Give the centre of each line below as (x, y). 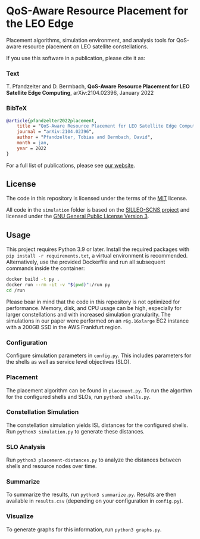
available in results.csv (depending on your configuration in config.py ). (95, 501)
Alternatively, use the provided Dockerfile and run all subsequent (86, 262)
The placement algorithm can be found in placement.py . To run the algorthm (99, 390)
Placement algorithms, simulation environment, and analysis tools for (91, 40)
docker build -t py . (33, 279)
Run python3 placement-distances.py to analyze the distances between (94, 460)
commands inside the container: (46, 268)
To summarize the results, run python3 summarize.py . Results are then (91, 495)
